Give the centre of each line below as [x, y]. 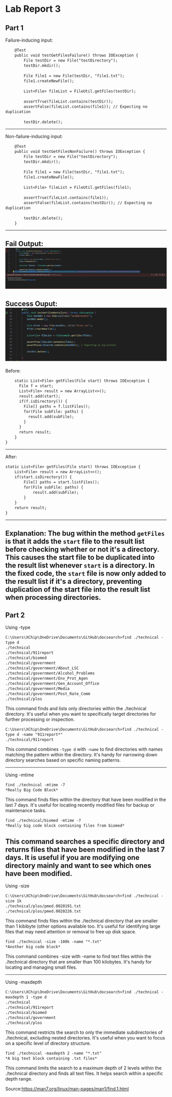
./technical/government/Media [38, 689]
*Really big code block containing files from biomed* [65, 826]
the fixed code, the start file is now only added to [86, 573]
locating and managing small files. [41, 967]
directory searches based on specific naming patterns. [63, 760]
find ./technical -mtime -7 [35, 785]
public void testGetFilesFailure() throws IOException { [77, 55]
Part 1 [15, 28]
